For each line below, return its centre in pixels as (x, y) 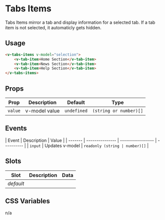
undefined (76, 110)
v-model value (42, 110)
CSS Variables (28, 201)
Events (16, 129)
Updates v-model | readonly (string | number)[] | (96, 145)
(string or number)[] (118, 110)
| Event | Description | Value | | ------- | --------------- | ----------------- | (81, 140)
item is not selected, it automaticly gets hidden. (53, 27)
